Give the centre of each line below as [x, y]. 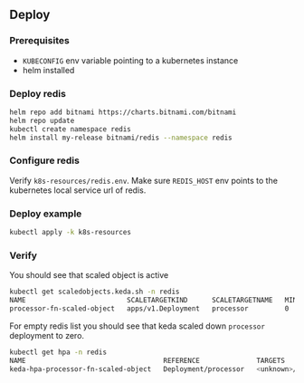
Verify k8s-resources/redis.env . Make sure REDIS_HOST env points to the [144, 180]
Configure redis [44, 160]
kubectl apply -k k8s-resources [70, 233]
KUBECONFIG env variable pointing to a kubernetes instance [130, 60]
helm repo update [42, 120]
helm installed [48, 70]
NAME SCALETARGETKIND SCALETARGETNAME [141, 301]
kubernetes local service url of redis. [78, 190]
